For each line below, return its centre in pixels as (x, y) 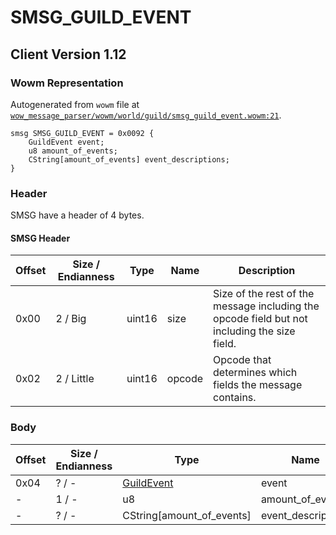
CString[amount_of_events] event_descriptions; (129, 159)
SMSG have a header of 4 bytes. (77, 215)
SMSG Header (40, 238)
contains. (235, 398)
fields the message (258, 385)
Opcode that (242, 360)
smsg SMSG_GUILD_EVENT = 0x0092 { (82, 133)
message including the (266, 306)
